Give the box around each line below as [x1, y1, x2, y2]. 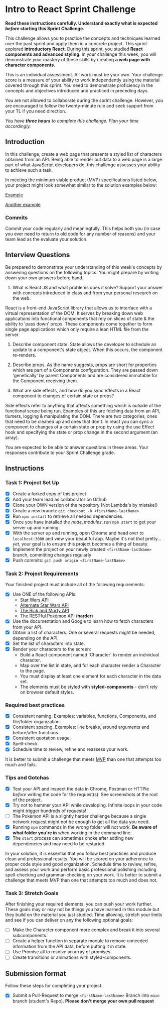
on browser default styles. [20, 689, 74, 695]
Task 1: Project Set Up [5, 479, 59, 486]
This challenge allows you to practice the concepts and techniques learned [5, 35, 160, 41]
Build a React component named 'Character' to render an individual [20, 651, 159, 657]
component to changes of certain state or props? [12, 393, 114, 399]
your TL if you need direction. [5, 108, 67, 114]
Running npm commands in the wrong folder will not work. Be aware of [12, 824, 157, 830]
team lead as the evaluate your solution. [5, 236, 88, 242]
